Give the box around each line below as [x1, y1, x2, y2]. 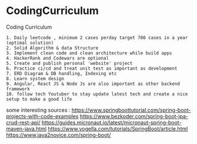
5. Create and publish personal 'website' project [6, 60, 133, 66]
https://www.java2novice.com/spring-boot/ [6, 131, 111, 138]
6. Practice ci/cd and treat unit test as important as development [6, 66, 178, 71]
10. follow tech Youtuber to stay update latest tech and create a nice [6, 91, 188, 97]
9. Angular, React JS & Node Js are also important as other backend [6, 81, 181, 87]
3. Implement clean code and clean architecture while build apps [6, 50, 172, 56]
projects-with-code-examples [6, 112, 79, 119]
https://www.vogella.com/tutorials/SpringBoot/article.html [48, 125, 188, 132]
